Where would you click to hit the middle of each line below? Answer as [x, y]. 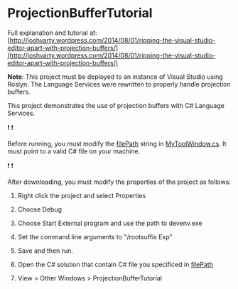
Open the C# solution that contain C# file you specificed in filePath [115, 264]
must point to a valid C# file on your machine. [74, 151]
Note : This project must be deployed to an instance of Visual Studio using [115, 77]
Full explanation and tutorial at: [52, 33]
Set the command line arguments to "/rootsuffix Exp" [95, 236]
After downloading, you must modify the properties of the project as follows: [119, 182]
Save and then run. [45, 251]
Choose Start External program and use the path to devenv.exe [110, 223]
